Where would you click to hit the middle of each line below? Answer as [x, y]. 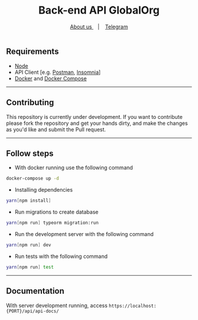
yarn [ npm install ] [29, 201]
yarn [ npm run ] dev [29, 245]
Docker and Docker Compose [51, 78]
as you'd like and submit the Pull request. [56, 129]
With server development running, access [57, 305]
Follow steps [30, 153]
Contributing [30, 103]
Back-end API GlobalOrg [99, 10]
